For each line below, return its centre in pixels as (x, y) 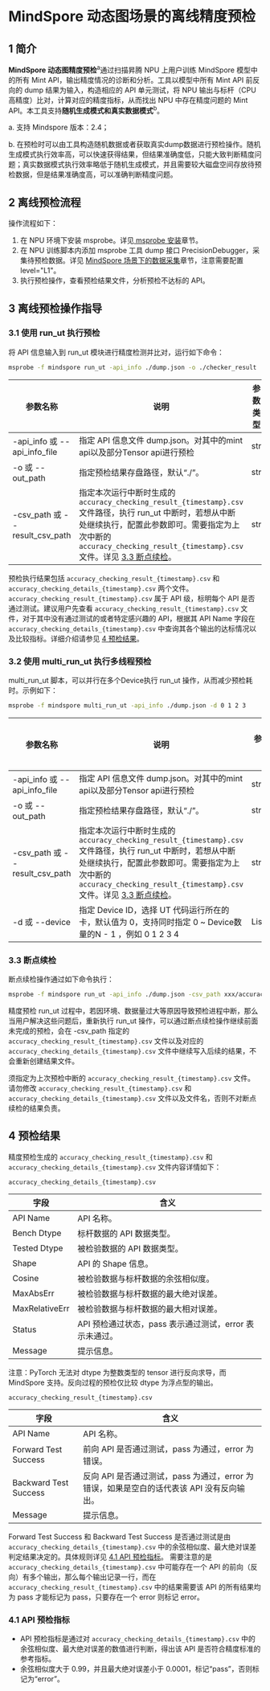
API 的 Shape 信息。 (115, 1263)
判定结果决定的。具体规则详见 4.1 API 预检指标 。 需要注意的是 (110, 1557)
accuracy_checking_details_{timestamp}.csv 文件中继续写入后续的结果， (129, 1051)
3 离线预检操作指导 (55, 308)
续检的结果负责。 (37, 1108)
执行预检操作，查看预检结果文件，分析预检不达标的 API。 (115, 280)
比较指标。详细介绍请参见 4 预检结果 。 (79, 638)
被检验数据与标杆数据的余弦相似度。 (146, 1279)
